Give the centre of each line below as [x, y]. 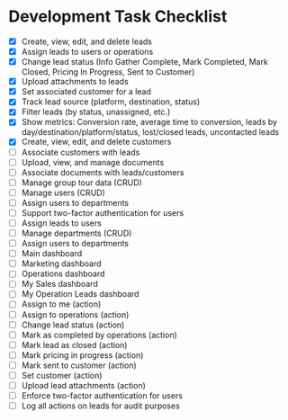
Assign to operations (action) [75, 314]
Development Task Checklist [118, 17]
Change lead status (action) [73, 325]
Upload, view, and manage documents [93, 162]
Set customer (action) [62, 375]
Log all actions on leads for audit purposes [101, 406]
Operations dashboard [63, 274]
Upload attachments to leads [75, 82]
